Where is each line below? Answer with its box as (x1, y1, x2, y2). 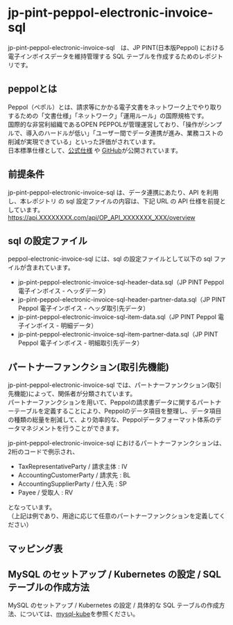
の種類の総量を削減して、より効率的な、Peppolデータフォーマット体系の (8, 416, 216, 424)
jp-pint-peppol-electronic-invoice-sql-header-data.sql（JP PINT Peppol (17, 278, 225, 286)
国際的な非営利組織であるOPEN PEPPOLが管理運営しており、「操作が (8, 120, 204, 128)
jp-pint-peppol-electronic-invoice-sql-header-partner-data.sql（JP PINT (17, 296, 226, 304)
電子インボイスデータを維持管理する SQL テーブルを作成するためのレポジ (8, 52, 218, 60)
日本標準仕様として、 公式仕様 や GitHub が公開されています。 (8, 146, 182, 154)
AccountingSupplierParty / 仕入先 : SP (17, 480, 127, 488)
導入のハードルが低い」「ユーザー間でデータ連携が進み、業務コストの (26, 128, 224, 137)
